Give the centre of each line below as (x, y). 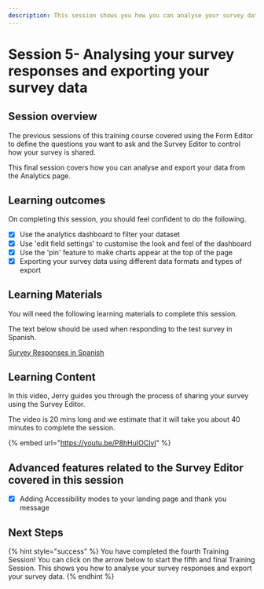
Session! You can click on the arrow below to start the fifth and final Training (132, 560)
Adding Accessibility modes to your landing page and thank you (123, 499)
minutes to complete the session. (62, 428)
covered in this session (66, 480)
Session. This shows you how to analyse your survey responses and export (130, 568)
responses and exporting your (109, 71)
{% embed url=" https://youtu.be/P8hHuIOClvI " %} (90, 443)
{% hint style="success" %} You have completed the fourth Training (119, 551)
